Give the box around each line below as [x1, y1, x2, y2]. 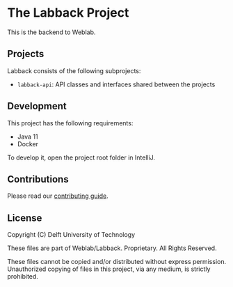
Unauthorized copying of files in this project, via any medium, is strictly [7, 265, 211, 273]
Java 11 [17, 132, 38, 141]
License [7, 212, 42, 224]
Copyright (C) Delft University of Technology [7, 231, 136, 239]
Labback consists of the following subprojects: [7, 66, 141, 75]
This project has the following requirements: [7, 118, 134, 127]
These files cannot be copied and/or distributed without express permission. [7, 258, 227, 266]
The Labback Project [7, 5, 129, 21]
